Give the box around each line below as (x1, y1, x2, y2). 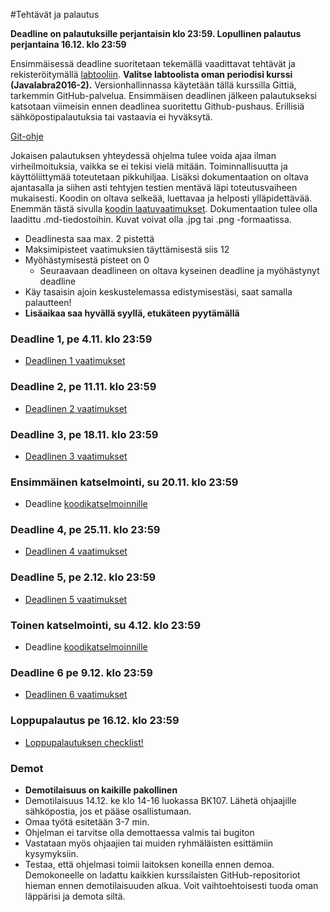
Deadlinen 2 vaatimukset (24, 402, 128, 414)
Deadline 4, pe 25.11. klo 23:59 (10, 523, 161, 537)
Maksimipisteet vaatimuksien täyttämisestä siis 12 (24, 244, 230, 255)
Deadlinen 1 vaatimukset (24, 355, 126, 367)
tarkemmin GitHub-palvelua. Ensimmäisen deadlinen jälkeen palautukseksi (10, 90, 317, 101)
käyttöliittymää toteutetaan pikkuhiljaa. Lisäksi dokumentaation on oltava (10, 171, 309, 183)
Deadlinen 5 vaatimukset (24, 593, 128, 605)
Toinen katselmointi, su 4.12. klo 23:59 (10, 618, 202, 632)
